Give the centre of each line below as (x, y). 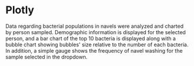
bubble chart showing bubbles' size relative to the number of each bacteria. (97, 45)
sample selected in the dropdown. (47, 57)
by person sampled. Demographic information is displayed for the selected (96, 32)
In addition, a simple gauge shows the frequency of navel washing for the (94, 50)
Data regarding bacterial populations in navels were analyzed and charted (95, 26)
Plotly (20, 10)
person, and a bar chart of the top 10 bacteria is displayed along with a (91, 38)
